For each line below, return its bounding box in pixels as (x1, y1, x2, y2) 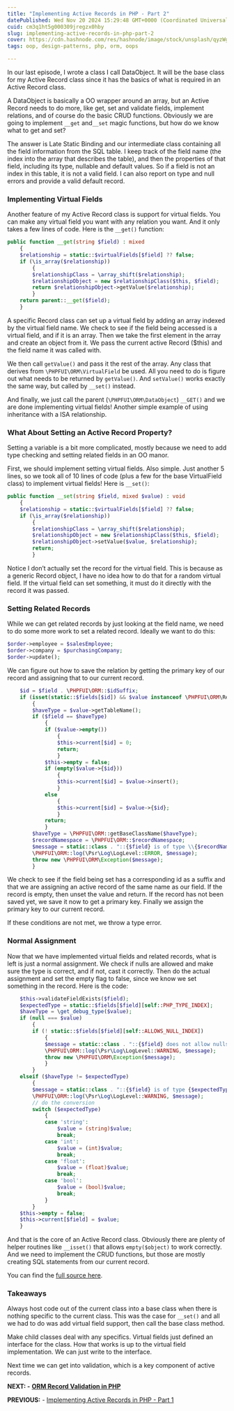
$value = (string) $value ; (56, 1125, 132, 1133)
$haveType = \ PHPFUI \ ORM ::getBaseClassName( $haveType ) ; (32, 830, 198, 838)
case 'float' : (44, 1158, 86, 1165)
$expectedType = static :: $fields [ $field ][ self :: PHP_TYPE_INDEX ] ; (19, 1001, 214, 1009)
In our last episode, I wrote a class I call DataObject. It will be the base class (7, 68, 225, 76)
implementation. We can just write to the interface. (7, 1347, 152, 1356)
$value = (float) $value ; (56, 1164, 130, 1171)
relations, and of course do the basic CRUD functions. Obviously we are (7, 111, 214, 120)
